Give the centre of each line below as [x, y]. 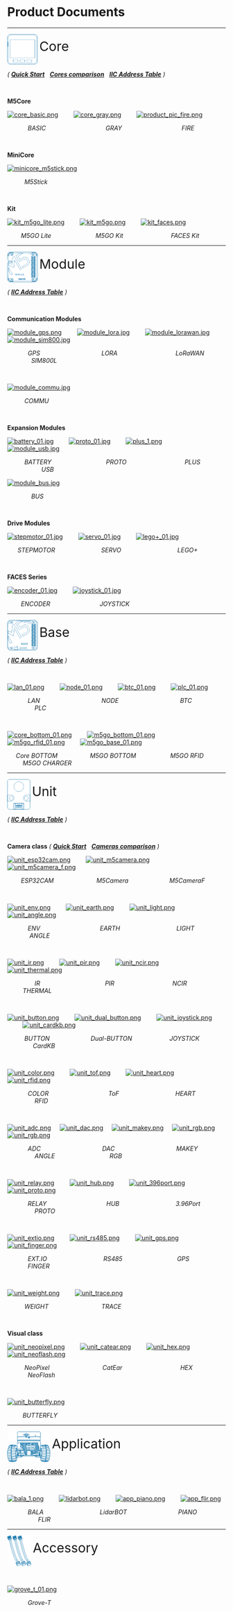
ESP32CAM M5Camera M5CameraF [113, 880]
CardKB [44, 1046]
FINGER [38, 1266]
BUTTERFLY [40, 1415]
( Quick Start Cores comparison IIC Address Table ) [86, 74]
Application [86, 1443]
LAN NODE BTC [110, 700]
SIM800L [44, 360]
